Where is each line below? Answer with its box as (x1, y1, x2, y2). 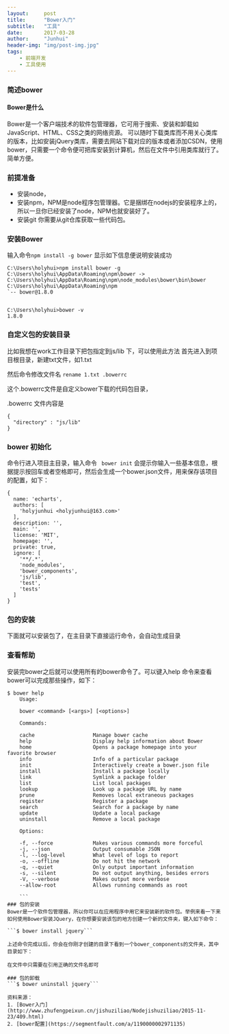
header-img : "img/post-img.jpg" (7, 42, 99, 49)
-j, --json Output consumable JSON (19, 845, 161, 852)
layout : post (7, 10, 57, 17)
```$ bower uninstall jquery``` (7, 981, 99, 987)
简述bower (7, 85, 43, 95)
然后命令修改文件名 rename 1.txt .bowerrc (7, 370, 128, 378)
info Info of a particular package (19, 756, 179, 762)
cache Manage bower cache (19, 732, 148, 738)
